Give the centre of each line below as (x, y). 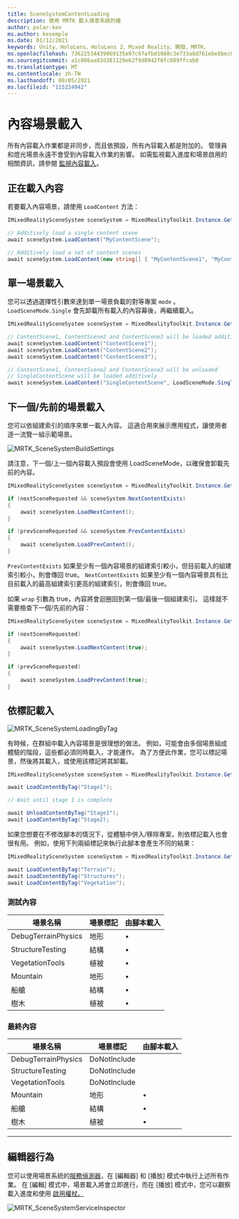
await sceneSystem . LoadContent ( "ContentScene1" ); (83, 343)
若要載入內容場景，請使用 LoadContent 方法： (74, 206)
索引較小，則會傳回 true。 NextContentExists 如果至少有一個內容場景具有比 (118, 574)
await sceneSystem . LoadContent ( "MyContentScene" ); (84, 240)
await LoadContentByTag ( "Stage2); (59, 820)
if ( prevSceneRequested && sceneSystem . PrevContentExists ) (97, 531)
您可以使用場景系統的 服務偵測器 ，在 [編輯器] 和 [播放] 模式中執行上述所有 (115, 1175)
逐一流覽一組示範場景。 (42, 434)
